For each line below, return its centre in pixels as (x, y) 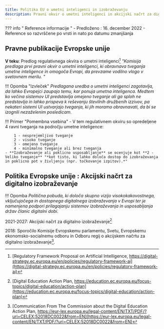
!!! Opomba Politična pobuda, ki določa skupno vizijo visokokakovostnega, (80, 195)
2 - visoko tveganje (35, 140)
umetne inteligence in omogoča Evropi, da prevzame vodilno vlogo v (74, 71)
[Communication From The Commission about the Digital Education (80, 306)
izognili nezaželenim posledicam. (39, 112)
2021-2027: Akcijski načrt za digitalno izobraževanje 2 (59, 221)
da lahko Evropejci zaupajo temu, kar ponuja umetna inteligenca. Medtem (80, 91)
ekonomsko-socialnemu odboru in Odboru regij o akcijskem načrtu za (75, 236)
